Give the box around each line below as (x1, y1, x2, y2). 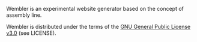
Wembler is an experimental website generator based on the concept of (6, 5, 184, 12)
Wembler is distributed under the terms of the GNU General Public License (6, 23, 191, 30)
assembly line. (6, 11, 42, 19)
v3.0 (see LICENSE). (6, 29, 56, 37)
